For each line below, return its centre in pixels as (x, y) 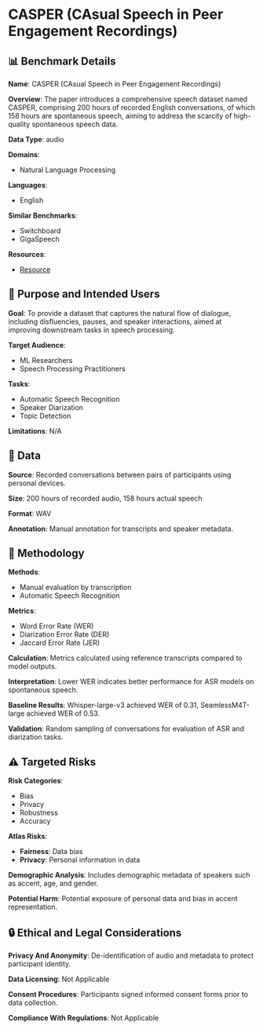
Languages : (28, 185)
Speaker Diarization (51, 407)
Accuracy (35, 821)
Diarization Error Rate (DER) (64, 635)
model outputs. (33, 666)
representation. (33, 907)
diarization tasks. (36, 737)
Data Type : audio (36, 139)
